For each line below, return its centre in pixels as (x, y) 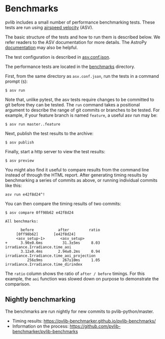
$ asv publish (20, 142)
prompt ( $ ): (16, 81)
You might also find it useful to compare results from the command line (77, 169)
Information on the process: (40, 326)
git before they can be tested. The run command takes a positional (73, 104)
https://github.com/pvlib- (95, 326)
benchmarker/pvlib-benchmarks (45, 331)
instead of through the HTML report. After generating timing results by (76, 175)
